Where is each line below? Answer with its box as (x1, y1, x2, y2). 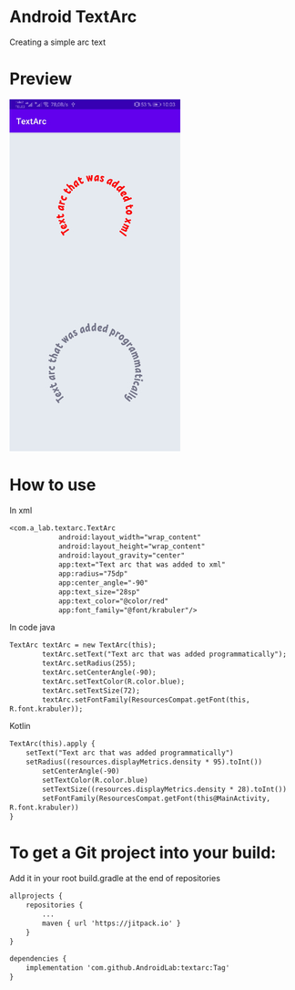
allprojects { (9, 891, 64, 901)
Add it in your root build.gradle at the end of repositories (9, 872, 221, 883)
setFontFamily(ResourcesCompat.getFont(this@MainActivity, (42, 794, 271, 803)
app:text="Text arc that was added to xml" (57, 559, 226, 569)
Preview (9, 68, 73, 89)
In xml (9, 505, 33, 516)
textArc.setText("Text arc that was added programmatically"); (42, 650, 287, 659)
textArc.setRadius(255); (42, 659, 137, 668)
